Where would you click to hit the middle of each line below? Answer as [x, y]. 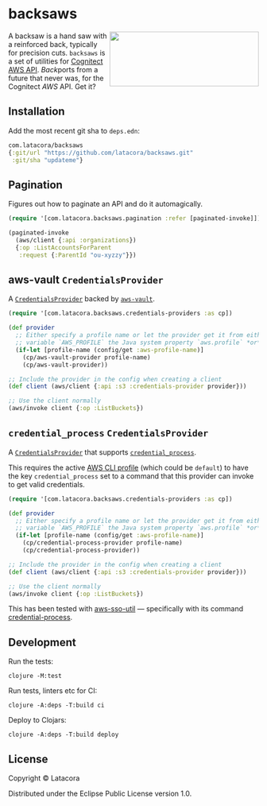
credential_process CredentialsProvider [108, 434]
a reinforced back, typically [53, 44]
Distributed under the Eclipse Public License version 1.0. [100, 794]
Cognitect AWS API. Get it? [52, 86]
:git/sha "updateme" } [47, 160]
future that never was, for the [56, 78]
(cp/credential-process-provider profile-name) [103, 543]
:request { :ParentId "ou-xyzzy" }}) [77, 255]
